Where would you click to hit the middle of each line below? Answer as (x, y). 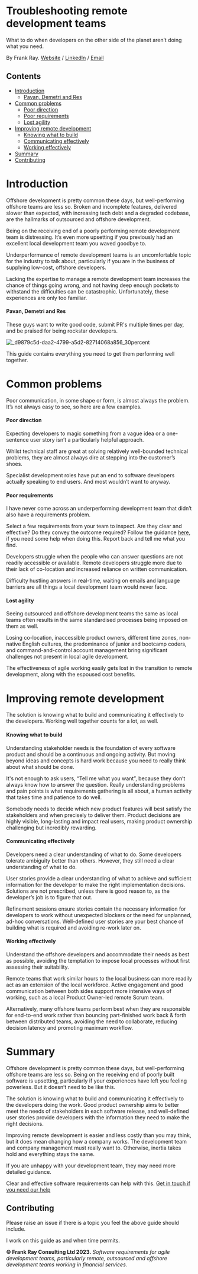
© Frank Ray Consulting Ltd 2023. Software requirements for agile (88, 1251)
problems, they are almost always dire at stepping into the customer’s (91, 458)
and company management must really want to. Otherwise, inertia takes (94, 1148)
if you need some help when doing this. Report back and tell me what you (96, 539)
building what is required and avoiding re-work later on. (74, 927)
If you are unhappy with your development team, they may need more (91, 1166)
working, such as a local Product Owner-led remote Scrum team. (85, 997)
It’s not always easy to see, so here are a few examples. (74, 407)
